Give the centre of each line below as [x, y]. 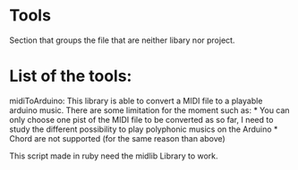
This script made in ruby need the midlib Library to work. [114, 156]
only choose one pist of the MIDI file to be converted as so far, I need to [141, 119]
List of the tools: [71, 76]
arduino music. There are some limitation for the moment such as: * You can [149, 110]
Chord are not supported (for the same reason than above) [117, 138]
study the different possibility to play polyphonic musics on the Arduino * [144, 129]
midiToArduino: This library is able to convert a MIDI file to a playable [136, 101]
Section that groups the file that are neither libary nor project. [122, 40]
